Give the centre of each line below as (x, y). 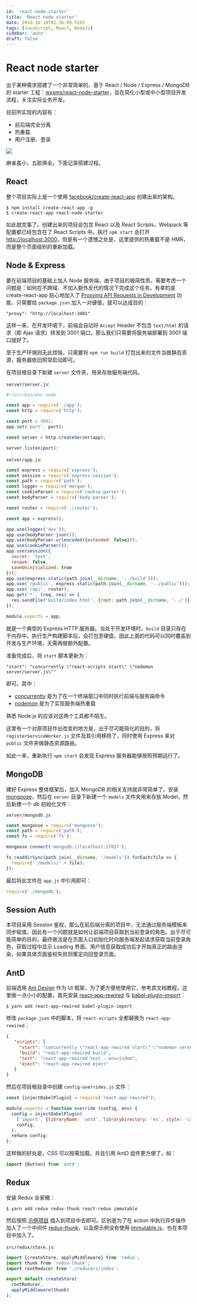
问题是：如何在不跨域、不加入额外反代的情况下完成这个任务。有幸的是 (91, 287)
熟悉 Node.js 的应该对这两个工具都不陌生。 (58, 715)
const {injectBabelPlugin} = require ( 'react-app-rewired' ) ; (81, 1098)
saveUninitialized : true (42, 567)
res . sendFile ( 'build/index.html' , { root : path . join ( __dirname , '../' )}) (102, 600)
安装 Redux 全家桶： (31, 1198)
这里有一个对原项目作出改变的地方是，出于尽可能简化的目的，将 (83, 728)
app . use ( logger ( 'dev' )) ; (36, 529)
